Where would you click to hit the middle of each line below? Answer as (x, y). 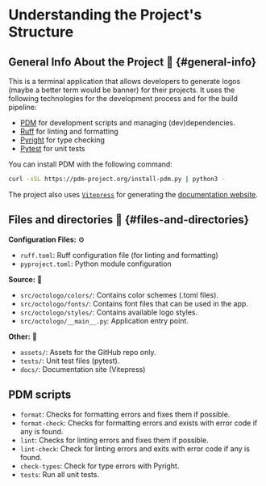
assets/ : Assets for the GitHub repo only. (88, 352)
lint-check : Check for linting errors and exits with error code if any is (135, 448)
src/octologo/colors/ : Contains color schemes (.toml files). (119, 295)
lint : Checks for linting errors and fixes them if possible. (114, 440)
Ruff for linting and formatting (69, 131)
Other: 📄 (23, 336)
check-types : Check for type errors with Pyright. (100, 466)
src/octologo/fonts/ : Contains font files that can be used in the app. (134, 303)
